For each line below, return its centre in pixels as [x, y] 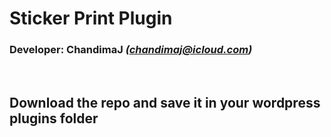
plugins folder [54, 118]
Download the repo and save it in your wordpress [165, 102]
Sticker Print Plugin [91, 18]
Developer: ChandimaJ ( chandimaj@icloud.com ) [131, 50]
